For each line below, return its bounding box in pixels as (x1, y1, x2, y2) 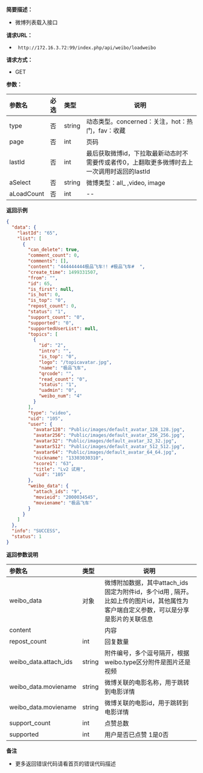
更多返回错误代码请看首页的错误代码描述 (14, 760, 116, 767)
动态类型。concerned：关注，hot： (86, 117, 187, 126)
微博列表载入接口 (14, 19, 58, 26)
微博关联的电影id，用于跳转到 (105, 699, 189, 707)
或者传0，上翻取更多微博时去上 (104, 158, 193, 166)
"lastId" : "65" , (17, 230, 59, 236)
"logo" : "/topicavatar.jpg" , (38, 359, 112, 365)
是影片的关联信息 (105, 615, 153, 623)
